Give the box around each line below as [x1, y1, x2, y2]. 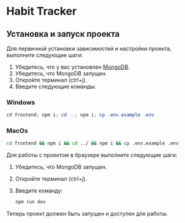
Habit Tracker [6, 4, 77, 18]
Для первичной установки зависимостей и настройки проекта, [6, 45, 172, 52]
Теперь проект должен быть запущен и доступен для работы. [6, 210, 168, 217]
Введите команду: [15, 187, 63, 194]
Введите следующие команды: [15, 83, 96, 90]
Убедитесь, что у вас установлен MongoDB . [15, 63, 130, 70]
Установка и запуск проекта [6, 29, 120, 39]
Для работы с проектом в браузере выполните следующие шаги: [6, 151, 178, 159]
